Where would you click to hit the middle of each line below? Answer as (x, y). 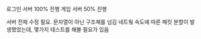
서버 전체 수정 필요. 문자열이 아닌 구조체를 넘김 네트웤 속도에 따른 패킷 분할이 (97, 22)
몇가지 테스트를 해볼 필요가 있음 (71, 30)
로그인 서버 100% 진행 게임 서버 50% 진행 (57, 9)
